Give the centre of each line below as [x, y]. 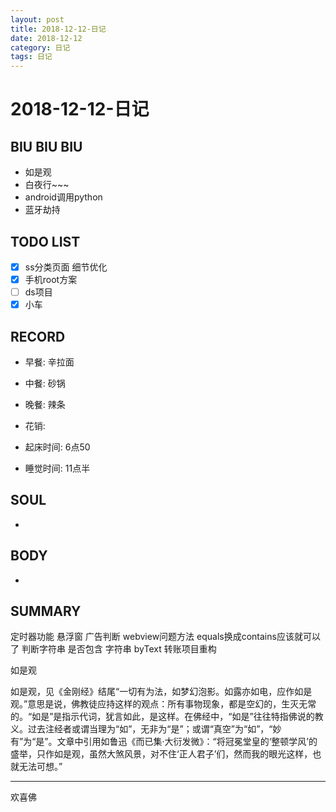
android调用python [63, 197]
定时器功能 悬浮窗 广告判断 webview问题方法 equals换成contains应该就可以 [165, 637]
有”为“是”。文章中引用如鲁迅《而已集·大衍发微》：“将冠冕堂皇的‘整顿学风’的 [164, 742]
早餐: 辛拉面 [49, 362]
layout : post [37, 19]
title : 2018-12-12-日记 [58, 29]
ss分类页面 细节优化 [66, 267]
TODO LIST [45, 241]
